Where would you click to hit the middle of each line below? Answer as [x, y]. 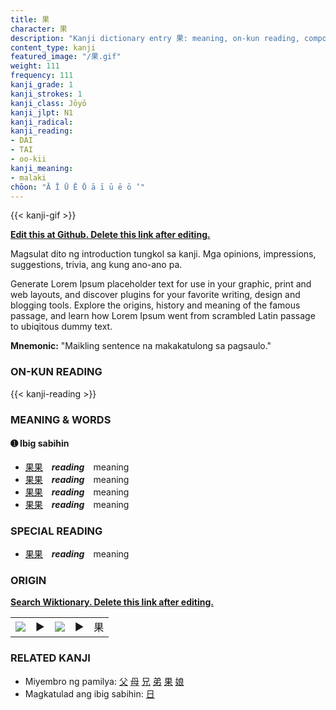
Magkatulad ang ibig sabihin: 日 [89, 693]
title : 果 [30, 19]
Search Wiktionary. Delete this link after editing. [112, 602]
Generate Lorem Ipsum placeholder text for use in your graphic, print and [161, 284]
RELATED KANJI [50, 658]
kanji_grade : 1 [42, 85]
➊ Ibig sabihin [40, 443]
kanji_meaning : [42, 168]
